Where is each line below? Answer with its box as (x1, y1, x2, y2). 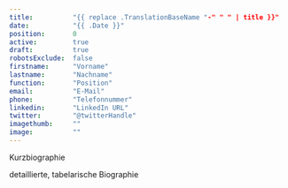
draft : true (9, 46, 90, 55)
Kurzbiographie (9, 152, 66, 162)
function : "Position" (9, 79, 113, 87)
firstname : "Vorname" (9, 63, 109, 71)
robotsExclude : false (9, 54, 93, 63)
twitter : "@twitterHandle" (9, 111, 137, 120)
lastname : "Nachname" (9, 71, 113, 79)
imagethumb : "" (9, 120, 82, 129)
